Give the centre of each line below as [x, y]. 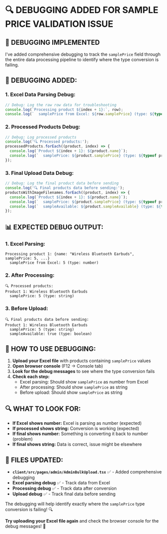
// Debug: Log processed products [41, 137]
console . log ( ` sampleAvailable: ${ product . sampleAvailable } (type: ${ [85, 206]
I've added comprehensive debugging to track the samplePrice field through [83, 54]
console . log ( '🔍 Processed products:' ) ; [47, 142]
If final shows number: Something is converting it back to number [80, 434]
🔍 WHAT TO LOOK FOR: [43, 409]
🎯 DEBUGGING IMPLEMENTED [53, 42]
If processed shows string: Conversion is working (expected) [76, 429]
